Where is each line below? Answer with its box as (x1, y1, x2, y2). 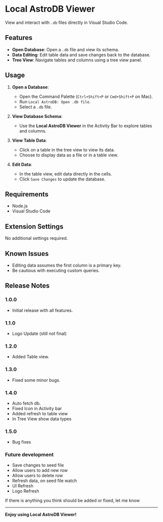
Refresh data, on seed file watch (12, 478, 77, 483)
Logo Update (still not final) (12, 330, 67, 336)
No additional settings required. (5, 235, 68, 241)
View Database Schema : (12, 113, 63, 119)
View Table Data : (12, 137, 47, 143)
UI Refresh (12, 483, 33, 489)
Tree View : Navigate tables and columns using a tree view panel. (12, 57, 142, 63)
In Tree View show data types (12, 416, 72, 422)
